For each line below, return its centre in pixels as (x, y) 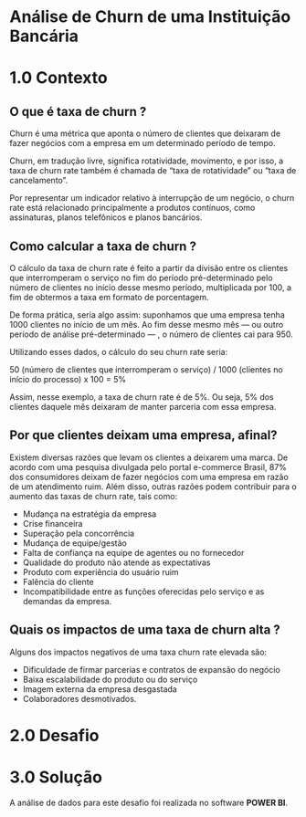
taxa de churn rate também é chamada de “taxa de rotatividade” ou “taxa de (153, 171)
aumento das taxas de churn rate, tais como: (94, 496)
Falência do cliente (58, 581)
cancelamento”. (39, 181)
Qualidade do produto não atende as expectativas (116, 562)
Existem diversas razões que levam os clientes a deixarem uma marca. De (149, 457)
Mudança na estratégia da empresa (90, 514)
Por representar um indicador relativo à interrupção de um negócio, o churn (152, 198)
